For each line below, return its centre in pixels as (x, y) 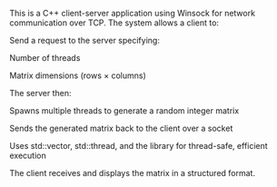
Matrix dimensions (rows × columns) (78, 75)
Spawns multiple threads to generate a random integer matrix (124, 111)
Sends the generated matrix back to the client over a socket (121, 128)
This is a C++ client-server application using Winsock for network (133, 13)
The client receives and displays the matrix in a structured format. (133, 173)
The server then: (40, 93)
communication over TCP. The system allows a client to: (114, 23)
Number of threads (45, 58)
